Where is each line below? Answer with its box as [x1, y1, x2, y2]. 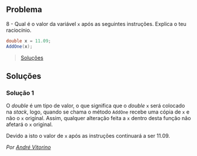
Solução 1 [6, 88, 34, 97]
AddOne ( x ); [6, 44, 33, 49]
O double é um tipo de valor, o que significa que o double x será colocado [6, 102, 185, 109]
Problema [6, 5, 42, 15]
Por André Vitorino [6, 144, 51, 151]
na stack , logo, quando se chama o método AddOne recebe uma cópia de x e [6, 108, 190, 115]
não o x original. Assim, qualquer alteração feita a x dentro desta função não [6, 115, 191, 122]
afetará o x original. [6, 121, 53, 128]
